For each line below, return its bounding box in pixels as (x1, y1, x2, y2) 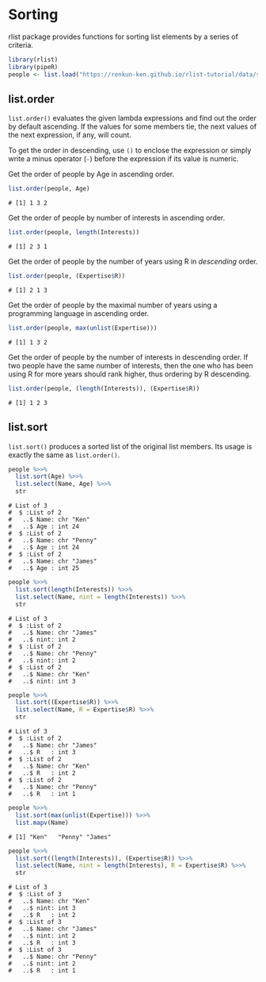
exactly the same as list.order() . (8, 450, 120, 460)
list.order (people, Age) (8, 185, 90, 193)
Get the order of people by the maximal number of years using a (8, 300, 218, 310)
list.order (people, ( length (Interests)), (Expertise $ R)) (8, 384, 200, 392)
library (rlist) (8, 56, 59, 64)
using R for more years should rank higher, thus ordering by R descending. (8, 369, 252, 379)
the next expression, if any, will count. (8, 130, 132, 140)
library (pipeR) (8, 63, 59, 71)
